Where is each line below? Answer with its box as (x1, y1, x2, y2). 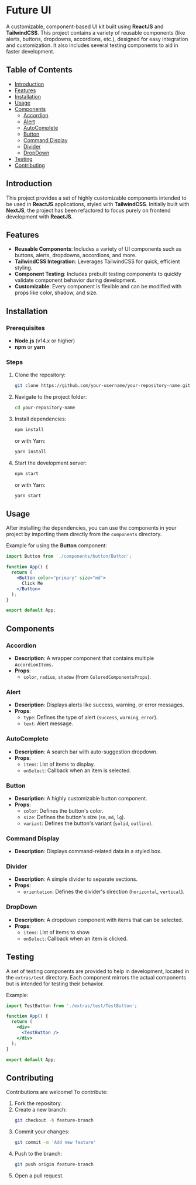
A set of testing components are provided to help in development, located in (6, 967, 190, 975)
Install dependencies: (14, 415, 67, 423)
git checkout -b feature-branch (14, 1117, 94, 1123)
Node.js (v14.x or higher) (14, 337, 75, 344)
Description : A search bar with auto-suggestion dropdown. (14, 748, 158, 755)
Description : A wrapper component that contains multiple (14, 654, 154, 661)
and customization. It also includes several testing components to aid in (6, 42, 178, 49)
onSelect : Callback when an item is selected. (23, 767, 132, 774)
